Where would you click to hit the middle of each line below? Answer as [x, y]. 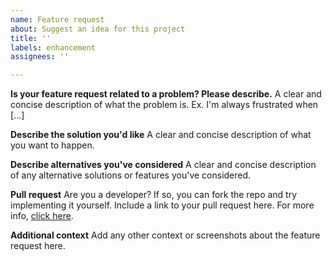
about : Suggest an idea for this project [98, 29]
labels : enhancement [53, 47]
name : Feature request [57, 19]
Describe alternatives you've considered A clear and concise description [163, 165]
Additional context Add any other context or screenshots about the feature [165, 235]
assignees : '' [40, 57]
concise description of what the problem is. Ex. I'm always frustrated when [164, 105]
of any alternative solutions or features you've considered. [131, 175]
